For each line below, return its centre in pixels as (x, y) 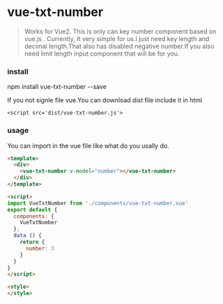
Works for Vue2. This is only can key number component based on (120, 31)
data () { (28, 236)
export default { (32, 209)
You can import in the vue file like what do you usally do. (88, 145)
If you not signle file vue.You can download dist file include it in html (105, 100)
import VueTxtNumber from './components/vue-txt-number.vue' (98, 203)
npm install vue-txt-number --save (57, 87)
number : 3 (40, 248)
